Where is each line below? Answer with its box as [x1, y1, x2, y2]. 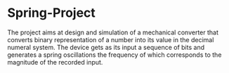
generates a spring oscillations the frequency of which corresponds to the [7, 51, 222, 59]
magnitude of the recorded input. [7, 58, 103, 66]
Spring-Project [7, 5, 96, 21]
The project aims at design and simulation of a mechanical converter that [7, 28, 219, 36]
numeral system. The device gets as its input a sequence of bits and [7, 43, 205, 51]
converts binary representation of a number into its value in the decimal [7, 35, 214, 44]
